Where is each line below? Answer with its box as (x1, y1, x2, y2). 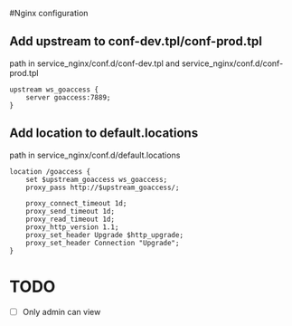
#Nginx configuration (9, 8, 89, 18)
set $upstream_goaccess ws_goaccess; (25, 175, 168, 184)
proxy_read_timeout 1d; (25, 215, 116, 224)
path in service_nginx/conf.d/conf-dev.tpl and (9, 58, 181, 69)
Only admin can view (22, 306, 101, 317)
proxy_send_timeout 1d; (25, 206, 116, 216)
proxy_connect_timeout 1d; (25, 198, 127, 207)
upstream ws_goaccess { (9, 85, 99, 94)
